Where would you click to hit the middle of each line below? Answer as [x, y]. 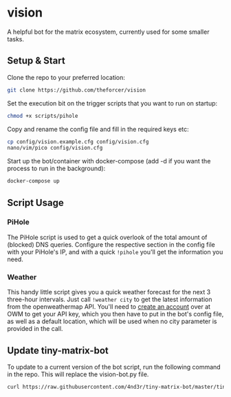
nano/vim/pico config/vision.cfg [55, 148]
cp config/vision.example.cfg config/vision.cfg [78, 142]
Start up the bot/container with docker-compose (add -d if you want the [109, 161]
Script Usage [35, 202]
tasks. [16, 39]
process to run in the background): [56, 169]
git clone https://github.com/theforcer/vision [77, 90]
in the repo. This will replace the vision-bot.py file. [78, 374]
